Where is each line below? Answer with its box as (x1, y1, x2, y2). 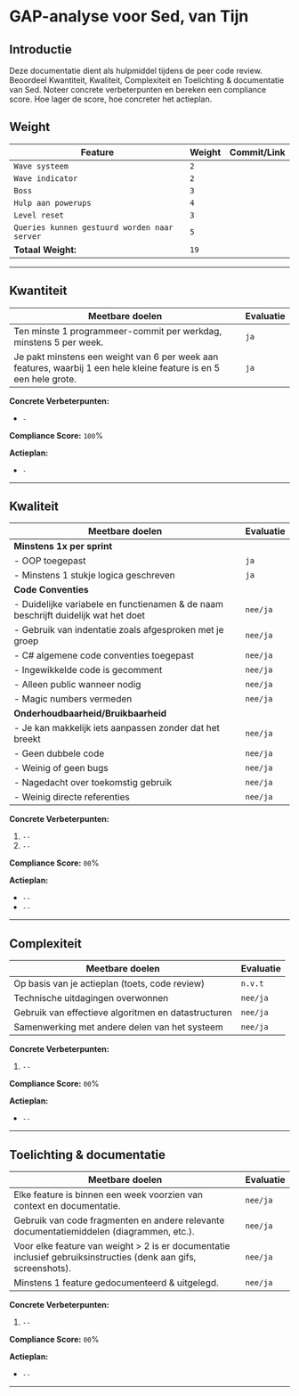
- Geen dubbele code (13, 747, 105, 760)
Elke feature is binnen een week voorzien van (13, 1188, 203, 1201)
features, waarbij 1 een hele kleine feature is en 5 (13, 361, 221, 374)
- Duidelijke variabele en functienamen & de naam (13, 598, 224, 611)
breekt (13, 733, 42, 745)
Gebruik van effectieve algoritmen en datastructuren (13, 1006, 233, 1019)
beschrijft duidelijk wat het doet (13, 609, 145, 621)
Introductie (9, 42, 73, 57)
